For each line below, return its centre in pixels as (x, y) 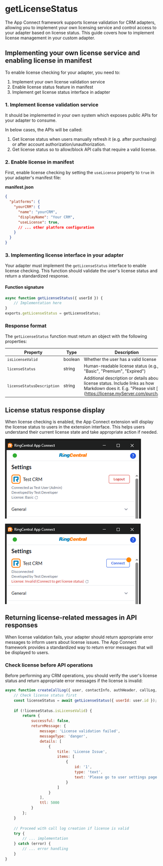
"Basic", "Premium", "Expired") (115, 371)
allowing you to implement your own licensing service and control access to (81, 27)
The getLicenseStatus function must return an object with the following (76, 336)
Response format (26, 326)
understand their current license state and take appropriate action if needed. (81, 432)
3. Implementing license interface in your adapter (64, 255)
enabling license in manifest (49, 61)
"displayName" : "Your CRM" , (46, 217)
